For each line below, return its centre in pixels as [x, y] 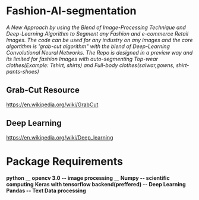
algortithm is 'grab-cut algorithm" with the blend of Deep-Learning [88, 46]
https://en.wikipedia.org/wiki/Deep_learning [60, 137]
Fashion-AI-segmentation [71, 11]
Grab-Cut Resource [43, 90]
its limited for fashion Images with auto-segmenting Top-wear [82, 59]
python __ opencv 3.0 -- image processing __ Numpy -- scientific [88, 178]
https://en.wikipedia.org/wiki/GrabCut [52, 104]
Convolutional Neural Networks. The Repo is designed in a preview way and [99, 52]
